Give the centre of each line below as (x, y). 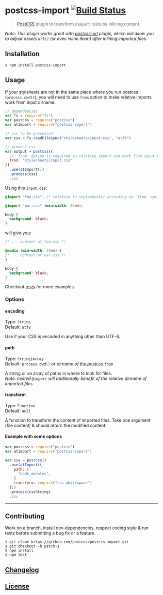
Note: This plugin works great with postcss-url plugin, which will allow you (80, 33)
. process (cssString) (30, 492)
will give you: (18, 233)
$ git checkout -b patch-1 (32, 546)
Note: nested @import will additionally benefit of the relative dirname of (76, 378)
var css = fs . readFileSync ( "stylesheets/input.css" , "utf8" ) (68, 138)
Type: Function (20, 405)
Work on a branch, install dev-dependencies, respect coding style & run (77, 528)
